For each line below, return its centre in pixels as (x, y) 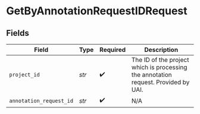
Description (161, 50)
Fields (18, 33)
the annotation (152, 75)
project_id (24, 75)
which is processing (159, 67)
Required (112, 50)
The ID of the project (160, 60)
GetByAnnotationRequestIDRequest (97, 11)
